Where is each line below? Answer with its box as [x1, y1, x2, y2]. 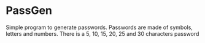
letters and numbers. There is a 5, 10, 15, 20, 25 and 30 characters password [6, 30, 199, 37]
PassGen [6, 4, 53, 18]
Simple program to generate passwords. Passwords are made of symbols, [6, 24, 193, 31]
